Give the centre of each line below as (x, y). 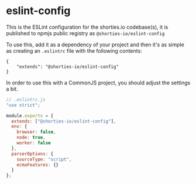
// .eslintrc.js (26, 100)
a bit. (12, 88)
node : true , (31, 138)
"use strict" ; (23, 105)
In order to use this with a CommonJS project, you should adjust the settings (98, 83)
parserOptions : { (32, 154)
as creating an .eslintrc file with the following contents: (74, 50)
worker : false (34, 143)
